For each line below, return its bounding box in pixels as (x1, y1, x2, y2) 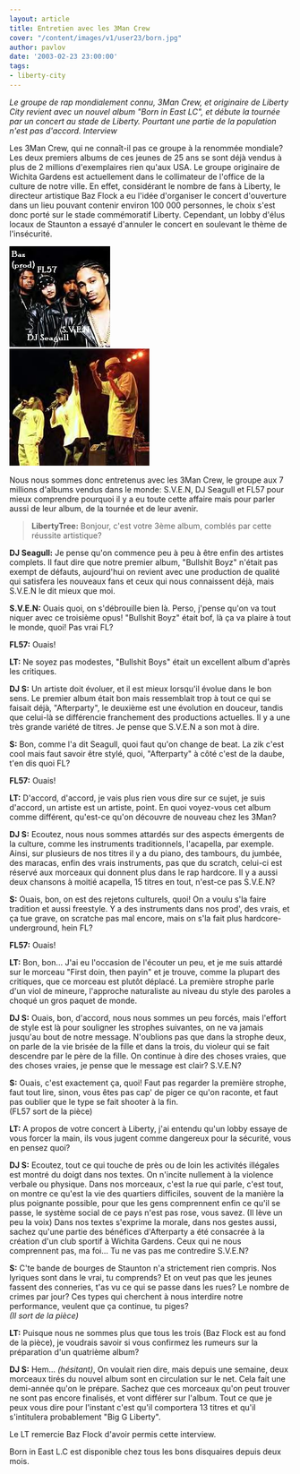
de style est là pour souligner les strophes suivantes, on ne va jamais (9, 1022, 264, 1033)
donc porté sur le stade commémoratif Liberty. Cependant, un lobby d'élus (9, 209, 286, 219)
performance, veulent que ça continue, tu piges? (9, 1300, 190, 1311)
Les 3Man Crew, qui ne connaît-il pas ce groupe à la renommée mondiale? (9, 142, 284, 153)
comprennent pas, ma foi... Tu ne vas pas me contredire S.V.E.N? (9, 1245, 249, 1255)
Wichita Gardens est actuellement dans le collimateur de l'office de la (9, 171, 266, 182)
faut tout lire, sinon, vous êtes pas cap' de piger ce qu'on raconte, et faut (9, 1086, 279, 1097)
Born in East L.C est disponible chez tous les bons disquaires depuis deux (9, 1446, 282, 1457)
